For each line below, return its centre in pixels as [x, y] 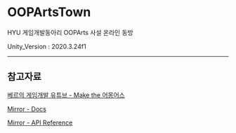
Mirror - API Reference [40, 122]
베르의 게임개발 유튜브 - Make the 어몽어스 [66, 94]
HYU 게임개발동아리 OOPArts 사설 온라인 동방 [70, 32]
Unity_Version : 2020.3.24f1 [47, 46]
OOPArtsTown [49, 12]
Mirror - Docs [27, 108]
